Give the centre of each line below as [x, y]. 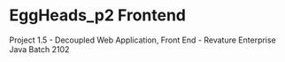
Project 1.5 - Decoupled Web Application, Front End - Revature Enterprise [142, 40]
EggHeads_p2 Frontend [97, 15]
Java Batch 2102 [39, 49]
